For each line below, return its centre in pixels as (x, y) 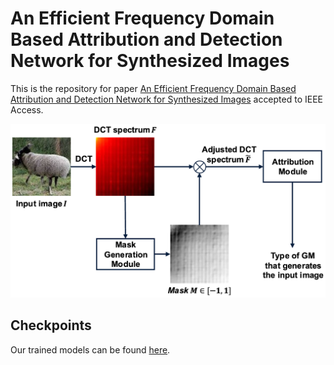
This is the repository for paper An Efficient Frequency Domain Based (153, 88)
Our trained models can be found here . (90, 349)
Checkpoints (51, 325)
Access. (27, 109)
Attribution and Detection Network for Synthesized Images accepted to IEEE (167, 99)
